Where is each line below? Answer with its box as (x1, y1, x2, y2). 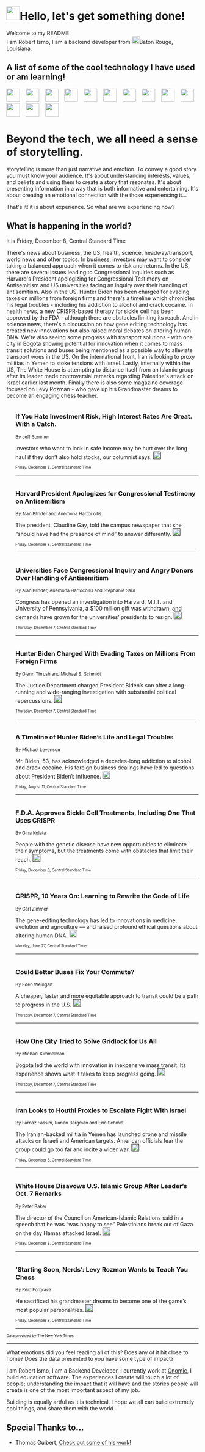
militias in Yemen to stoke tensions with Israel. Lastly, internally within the (6, 359, 190, 367)
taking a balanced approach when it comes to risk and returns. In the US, (6, 262, 190, 269)
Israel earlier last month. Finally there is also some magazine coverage (6, 379, 183, 386)
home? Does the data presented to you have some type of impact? (6, 1355, 174, 1363)
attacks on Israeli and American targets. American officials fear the (15, 1137, 184, 1145)
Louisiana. (6, 45, 32, 52)
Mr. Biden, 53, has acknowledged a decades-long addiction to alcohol (15, 757, 192, 765)
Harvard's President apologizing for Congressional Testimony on (6, 275, 169, 282)
